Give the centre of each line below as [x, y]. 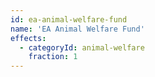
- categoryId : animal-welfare [82, 47]
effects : [28, 38]
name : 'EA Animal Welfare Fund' [77, 29]
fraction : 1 [53, 57]
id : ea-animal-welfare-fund [69, 19]
